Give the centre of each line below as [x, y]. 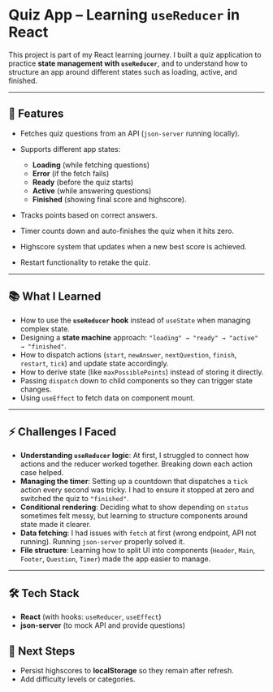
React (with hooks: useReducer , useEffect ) [91, 617]
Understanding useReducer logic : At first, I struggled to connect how [134, 456]
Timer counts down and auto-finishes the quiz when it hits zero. [127, 231]
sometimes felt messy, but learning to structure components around [134, 516]
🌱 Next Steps [42, 651]
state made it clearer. [56, 525]
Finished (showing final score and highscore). [109, 199]
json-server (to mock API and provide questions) [102, 625]
